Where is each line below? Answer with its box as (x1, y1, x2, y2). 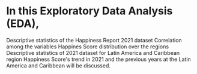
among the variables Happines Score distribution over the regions (6, 43, 169, 50)
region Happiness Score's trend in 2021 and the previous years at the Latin (6, 55, 191, 63)
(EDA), (6, 17, 40, 30)
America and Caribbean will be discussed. (6, 61, 111, 69)
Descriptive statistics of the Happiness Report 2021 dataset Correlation (6, 36, 182, 44)
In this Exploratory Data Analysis (6, 4, 173, 18)
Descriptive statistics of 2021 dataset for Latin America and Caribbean (6, 49, 180, 56)
